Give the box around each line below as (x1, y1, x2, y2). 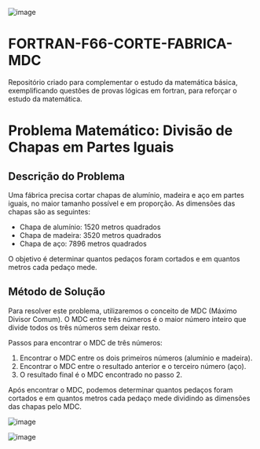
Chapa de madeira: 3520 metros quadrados (19, 230, 162, 239)
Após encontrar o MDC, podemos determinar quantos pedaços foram (8, 385, 233, 394)
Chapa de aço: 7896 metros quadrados (19, 239, 147, 248)
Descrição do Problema (8, 170, 126, 183)
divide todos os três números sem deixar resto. (8, 323, 161, 332)
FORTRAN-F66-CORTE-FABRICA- (8, 35, 233, 53)
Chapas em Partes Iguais (8, 138, 174, 156)
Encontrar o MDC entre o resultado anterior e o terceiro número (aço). (19, 361, 247, 371)
